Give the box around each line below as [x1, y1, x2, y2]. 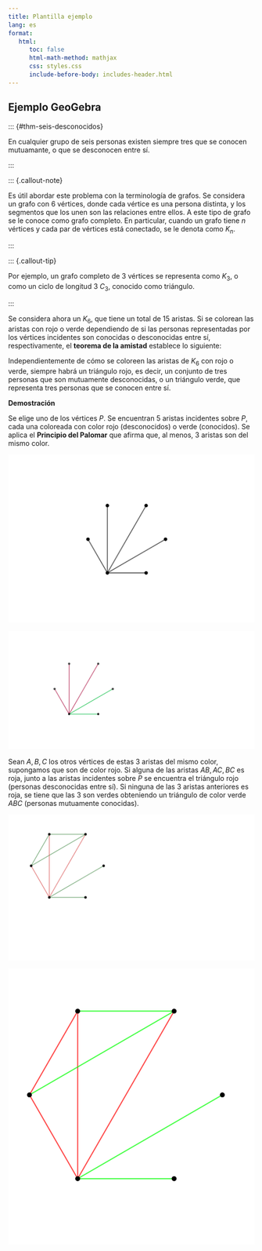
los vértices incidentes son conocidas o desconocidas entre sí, [8, 332, 211, 341]
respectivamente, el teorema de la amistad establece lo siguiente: [8, 341, 222, 350]
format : [8, 29, 34, 37]
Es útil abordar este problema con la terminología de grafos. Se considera [8, 191, 246, 200]
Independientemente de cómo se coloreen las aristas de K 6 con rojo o [8, 356, 234, 367]
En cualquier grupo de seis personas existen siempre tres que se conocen [8, 137, 248, 146]
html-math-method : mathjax [28, 54, 117, 62]
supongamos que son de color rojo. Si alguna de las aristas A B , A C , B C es [8, 765, 245, 775]
